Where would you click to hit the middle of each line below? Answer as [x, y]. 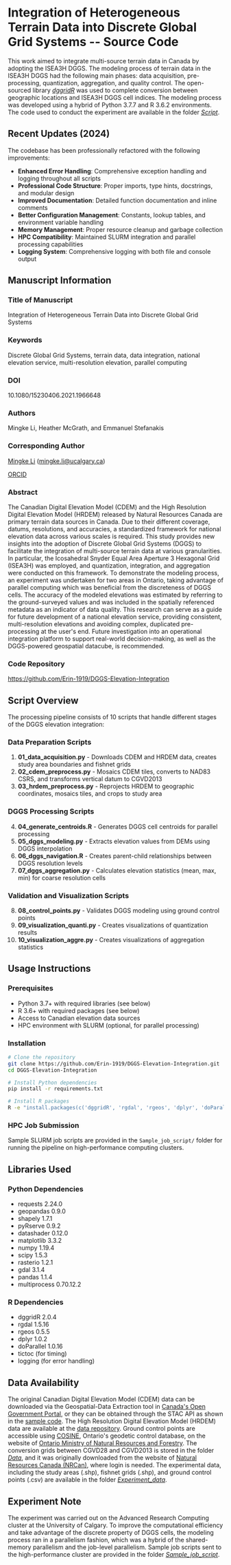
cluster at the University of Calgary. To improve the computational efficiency [115, 1525]
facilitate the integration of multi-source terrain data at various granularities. [115, 551]
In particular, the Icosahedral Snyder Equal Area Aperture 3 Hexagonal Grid [114, 558]
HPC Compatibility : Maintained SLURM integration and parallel [107, 237]
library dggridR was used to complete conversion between [115, 90]
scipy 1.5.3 [33, 1255]
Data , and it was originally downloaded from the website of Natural [102, 1458]
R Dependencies [36, 1302]
